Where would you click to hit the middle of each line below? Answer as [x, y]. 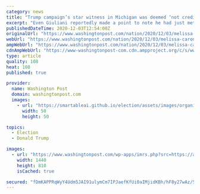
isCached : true [36, 171]
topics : [16, 127]
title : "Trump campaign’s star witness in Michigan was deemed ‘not [93, 17]
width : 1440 [32, 160]
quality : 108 [22, 61]
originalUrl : [22, 34]
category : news [25, 12]
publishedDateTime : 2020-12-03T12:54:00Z [58, 28]
